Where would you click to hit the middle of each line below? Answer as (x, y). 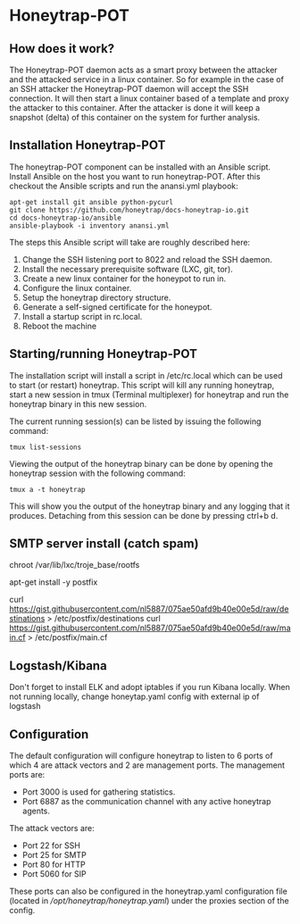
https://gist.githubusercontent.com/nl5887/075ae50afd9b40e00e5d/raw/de (149, 609)
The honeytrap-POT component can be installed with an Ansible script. (140, 167)
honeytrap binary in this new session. (78, 404)
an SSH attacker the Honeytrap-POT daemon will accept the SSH (129, 89)
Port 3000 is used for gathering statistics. (99, 792)
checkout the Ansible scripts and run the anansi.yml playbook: (124, 186)
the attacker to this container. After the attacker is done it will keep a (135, 108)
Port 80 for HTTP (54, 865)
